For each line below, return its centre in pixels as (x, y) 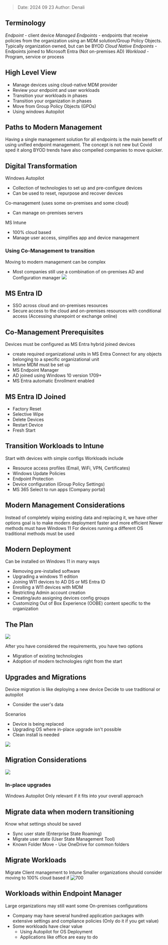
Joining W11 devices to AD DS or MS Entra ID (59, 582)
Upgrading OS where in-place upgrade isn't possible (67, 729)
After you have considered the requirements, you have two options (74, 646)
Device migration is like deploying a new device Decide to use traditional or (83, 689)
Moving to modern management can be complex (55, 262)
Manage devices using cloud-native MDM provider (65, 85)
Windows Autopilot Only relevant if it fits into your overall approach (74, 796)
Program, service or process (35, 56)
